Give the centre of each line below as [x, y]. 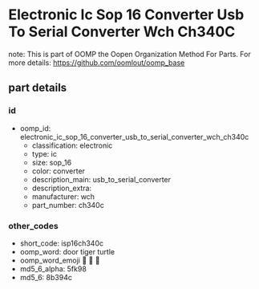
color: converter [59, 171]
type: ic [45, 153]
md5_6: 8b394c [46, 277]
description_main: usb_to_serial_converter [101, 179]
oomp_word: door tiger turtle [67, 251]
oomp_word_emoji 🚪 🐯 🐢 [60, 260]
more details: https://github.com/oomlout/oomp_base [97, 63]
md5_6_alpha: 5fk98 [53, 269]
